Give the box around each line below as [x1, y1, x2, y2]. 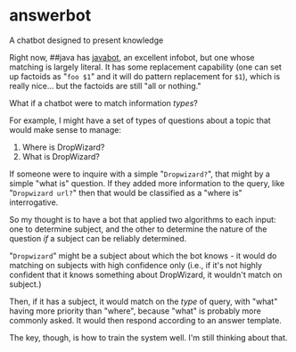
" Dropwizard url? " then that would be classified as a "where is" [9, 187, 243, 198]
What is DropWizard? [21, 151, 100, 161]
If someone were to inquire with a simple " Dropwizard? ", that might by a [9, 168, 270, 179]
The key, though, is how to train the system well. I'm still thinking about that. [9, 332, 288, 343]
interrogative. [9, 197, 59, 208]
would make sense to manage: [9, 124, 122, 135]
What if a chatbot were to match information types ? [9, 97, 198, 108]
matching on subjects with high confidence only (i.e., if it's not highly [9, 259, 263, 270]
